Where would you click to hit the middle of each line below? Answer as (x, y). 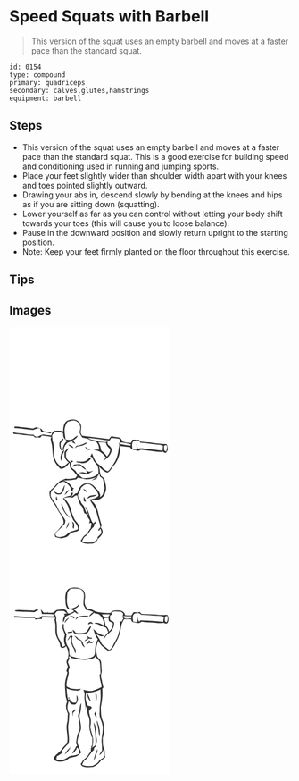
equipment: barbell (46, 98)
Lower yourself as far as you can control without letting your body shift (152, 214)
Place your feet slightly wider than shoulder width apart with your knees (154, 175)
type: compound (37, 75)
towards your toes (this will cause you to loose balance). (126, 223)
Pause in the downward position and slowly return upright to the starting (155, 232)
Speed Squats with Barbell (109, 17)
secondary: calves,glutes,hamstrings (79, 90)
